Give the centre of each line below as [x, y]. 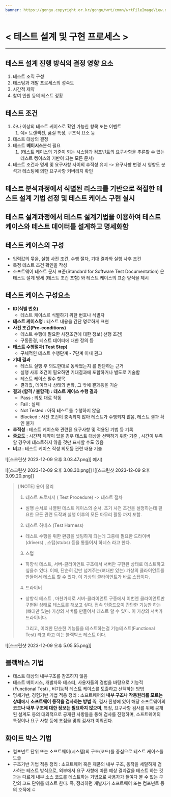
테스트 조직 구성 [28, 76]
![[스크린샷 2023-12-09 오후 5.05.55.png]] [48, 645]
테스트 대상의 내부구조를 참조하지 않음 [50, 676]
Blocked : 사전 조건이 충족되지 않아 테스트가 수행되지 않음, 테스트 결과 [90, 417]
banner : [13, 10]
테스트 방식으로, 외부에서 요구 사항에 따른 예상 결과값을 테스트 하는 [92, 771]
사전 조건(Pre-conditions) [39, 328]
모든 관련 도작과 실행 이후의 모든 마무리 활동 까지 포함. [89, 514]
